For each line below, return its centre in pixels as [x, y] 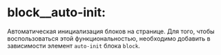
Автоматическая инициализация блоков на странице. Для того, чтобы [111, 31]
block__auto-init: [56, 13]
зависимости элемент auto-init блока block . [74, 45]
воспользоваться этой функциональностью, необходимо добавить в [109, 38]
